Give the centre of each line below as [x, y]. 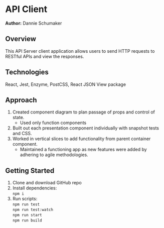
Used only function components [53, 123]
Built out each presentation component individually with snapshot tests [86, 128]
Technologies [27, 72]
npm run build [27, 220]
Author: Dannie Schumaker [34, 23]
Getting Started [30, 170]
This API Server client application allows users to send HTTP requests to [80, 51]
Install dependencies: [35, 188]
